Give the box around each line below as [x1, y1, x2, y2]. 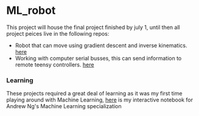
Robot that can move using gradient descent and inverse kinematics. [15, 42, 187, 49]
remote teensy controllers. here [15, 61, 94, 68]
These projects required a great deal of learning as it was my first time [6, 90, 183, 97]
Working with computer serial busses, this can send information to [15, 54, 182, 62]
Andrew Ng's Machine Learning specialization [6, 103, 122, 110]
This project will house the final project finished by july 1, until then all [6, 24, 181, 31]
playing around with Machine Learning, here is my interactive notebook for [6, 96, 194, 103]
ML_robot [6, 4, 56, 18]
